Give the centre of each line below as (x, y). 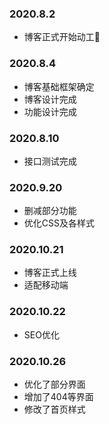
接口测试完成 (50, 161)
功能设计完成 (50, 111)
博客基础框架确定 (59, 86)
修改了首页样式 (54, 409)
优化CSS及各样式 (59, 223)
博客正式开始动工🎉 (62, 37)
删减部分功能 (50, 211)
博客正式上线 (50, 273)
